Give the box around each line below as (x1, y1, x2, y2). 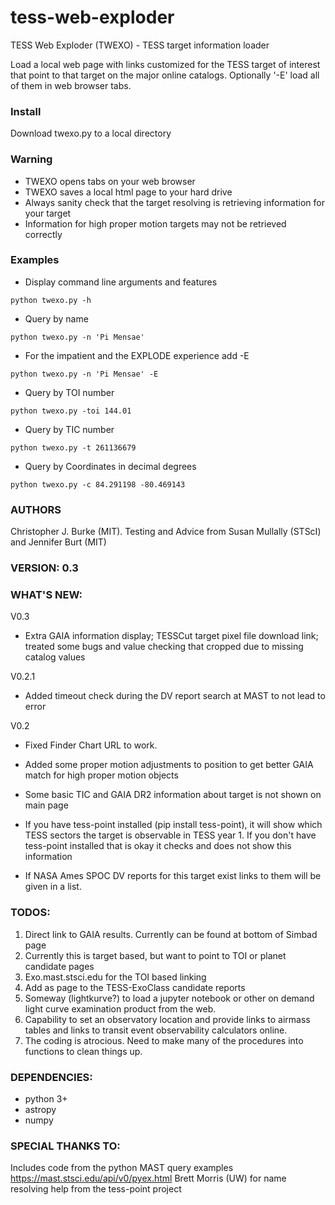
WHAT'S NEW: (10, 587, 83, 601)
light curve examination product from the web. (24, 1002, 217, 1015)
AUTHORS (10, 502, 62, 516)
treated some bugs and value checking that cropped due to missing (24, 641, 304, 653)
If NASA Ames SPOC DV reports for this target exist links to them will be (24, 870, 322, 882)
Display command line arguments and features (24, 276, 218, 288)
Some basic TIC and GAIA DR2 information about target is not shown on (24, 789, 322, 801)
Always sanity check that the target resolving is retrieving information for (24, 196, 325, 208)
